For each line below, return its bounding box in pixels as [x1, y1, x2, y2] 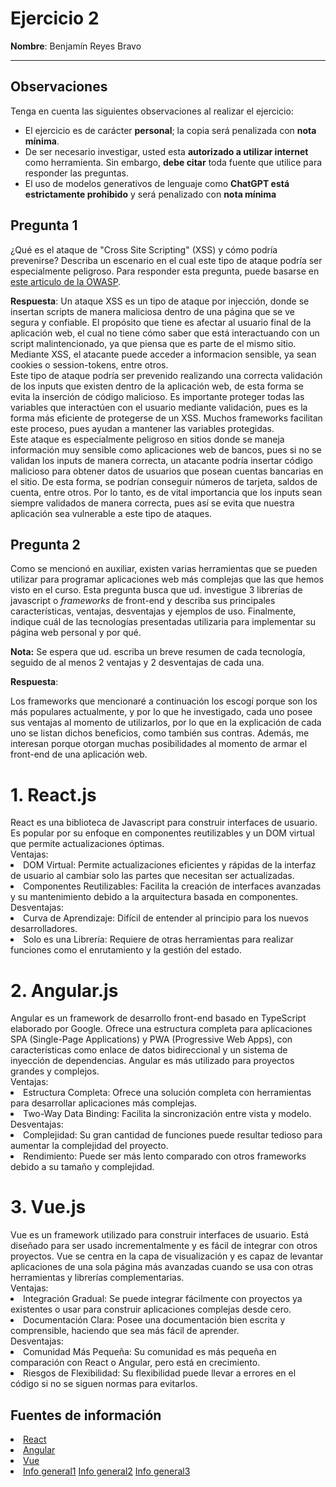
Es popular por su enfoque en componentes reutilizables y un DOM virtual [10, 827, 315, 839]
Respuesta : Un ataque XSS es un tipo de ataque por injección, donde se [10, 295, 310, 307]
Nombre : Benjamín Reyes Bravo [10, 40, 142, 52]
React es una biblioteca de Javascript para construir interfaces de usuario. [10, 817, 318, 829]
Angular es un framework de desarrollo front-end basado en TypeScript [10, 1012, 307, 1024]
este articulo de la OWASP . [10, 275, 122, 287]
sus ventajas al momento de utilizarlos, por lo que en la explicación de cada [10, 717, 322, 729]
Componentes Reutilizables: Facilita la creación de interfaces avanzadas [23, 880, 322, 892]
